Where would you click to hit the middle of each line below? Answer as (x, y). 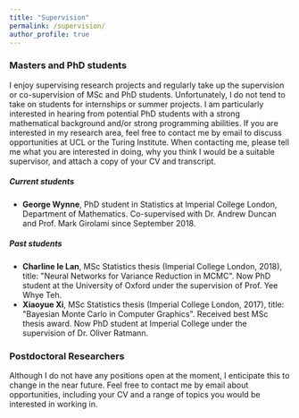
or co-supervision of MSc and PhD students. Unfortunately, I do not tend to (147, 94)
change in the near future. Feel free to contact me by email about (129, 385)
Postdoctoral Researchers (67, 356)
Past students (36, 243)
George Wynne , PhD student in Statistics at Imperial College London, (149, 204)
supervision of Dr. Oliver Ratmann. (85, 333)
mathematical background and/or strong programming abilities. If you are (144, 123)
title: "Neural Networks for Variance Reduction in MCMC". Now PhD (146, 276)
